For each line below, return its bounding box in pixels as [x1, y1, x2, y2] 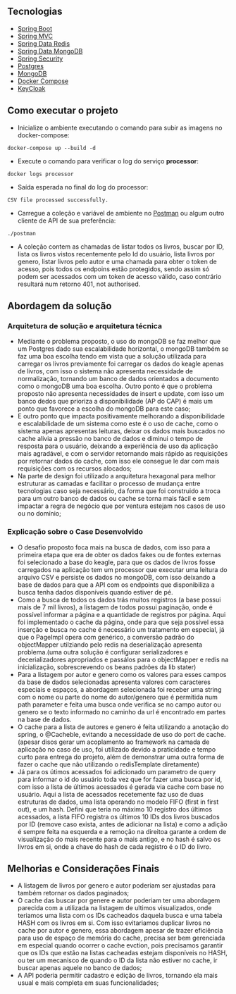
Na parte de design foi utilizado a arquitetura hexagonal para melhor [17, 472, 216, 480]
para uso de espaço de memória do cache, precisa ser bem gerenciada [17, 933, 225, 943]
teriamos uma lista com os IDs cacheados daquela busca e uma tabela [17, 912, 223, 920]
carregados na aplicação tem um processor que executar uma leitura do [17, 565, 228, 573]
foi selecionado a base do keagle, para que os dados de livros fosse [17, 558, 216, 566]
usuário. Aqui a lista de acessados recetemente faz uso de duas [17, 790, 204, 798]
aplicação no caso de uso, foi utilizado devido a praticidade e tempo [17, 745, 216, 753]
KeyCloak [17, 84, 46, 92]
